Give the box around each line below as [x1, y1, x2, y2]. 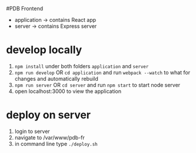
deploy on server [6, 108, 91, 122]
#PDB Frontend [6, 5, 44, 12]
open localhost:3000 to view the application [14, 88, 122, 95]
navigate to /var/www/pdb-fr [14, 134, 85, 141]
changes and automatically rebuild [14, 75, 99, 82]
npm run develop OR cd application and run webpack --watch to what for [14, 69, 191, 76]
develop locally [6, 44, 82, 56]
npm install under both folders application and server [14, 62, 149, 69]
